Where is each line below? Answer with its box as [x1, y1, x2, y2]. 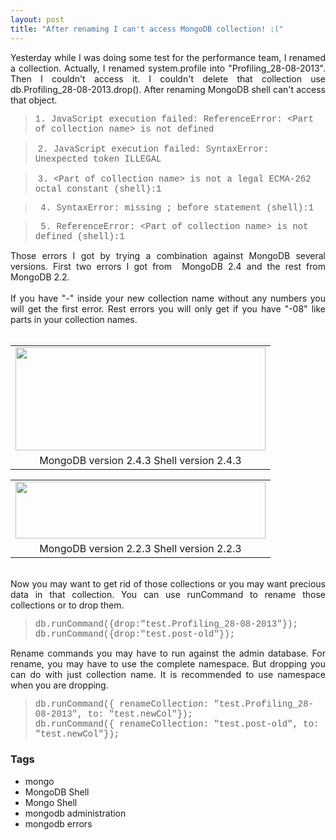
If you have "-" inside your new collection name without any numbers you [10, 292, 326, 304]
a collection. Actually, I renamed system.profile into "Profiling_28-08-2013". [10, 62, 326, 74]
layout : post [10, 14, 65, 25]
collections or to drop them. [10, 599, 125, 611]
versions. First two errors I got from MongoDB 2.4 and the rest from [10, 260, 326, 272]
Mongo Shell [24, 796, 78, 808]
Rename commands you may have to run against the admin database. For [10, 647, 326, 659]
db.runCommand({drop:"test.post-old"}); [34, 628, 236, 640]
